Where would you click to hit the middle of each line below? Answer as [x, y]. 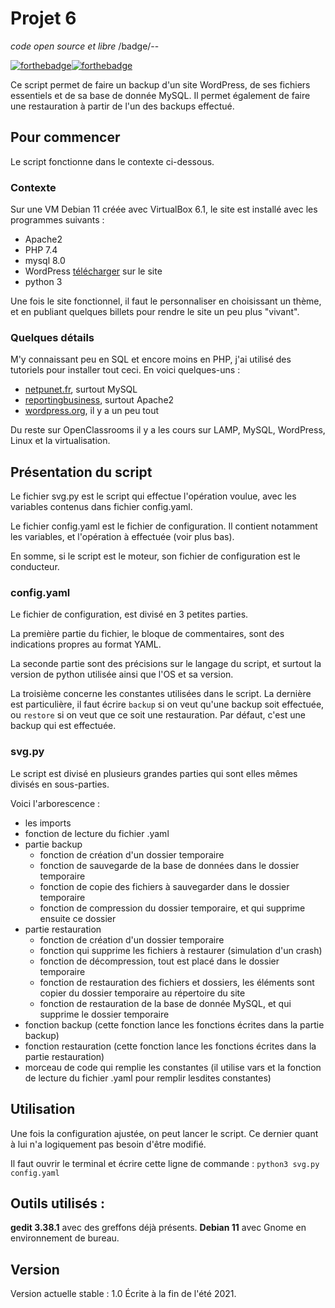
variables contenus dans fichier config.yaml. [101, 507]
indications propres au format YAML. [86, 644]
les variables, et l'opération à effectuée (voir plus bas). [122, 537]
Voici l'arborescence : [55, 803]
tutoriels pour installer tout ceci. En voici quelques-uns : [125, 370]
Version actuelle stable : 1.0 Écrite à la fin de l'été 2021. [123, 1294]
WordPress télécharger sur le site [93, 271]
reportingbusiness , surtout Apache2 [99, 400]
